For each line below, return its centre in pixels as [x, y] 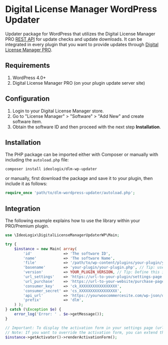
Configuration [27, 99]
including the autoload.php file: [37, 160]
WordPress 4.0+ [29, 77]
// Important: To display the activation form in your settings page [79, 328]
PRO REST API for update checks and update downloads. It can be [74, 39]
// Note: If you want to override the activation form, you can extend [81, 332]
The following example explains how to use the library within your [73, 221]
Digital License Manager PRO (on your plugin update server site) [79, 83]
